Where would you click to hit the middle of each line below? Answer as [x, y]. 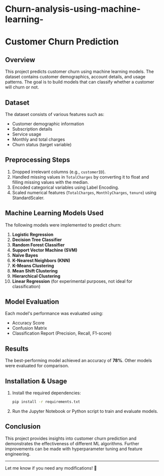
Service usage [27, 134]
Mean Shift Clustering [35, 271]
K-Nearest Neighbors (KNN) [41, 260]
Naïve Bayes [25, 255]
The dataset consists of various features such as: [55, 114]
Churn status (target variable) [42, 145]
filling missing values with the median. [50, 182]
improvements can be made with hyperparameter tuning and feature [74, 449]
